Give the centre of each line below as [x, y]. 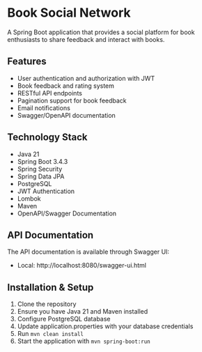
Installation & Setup [50, 287]
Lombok [29, 198]
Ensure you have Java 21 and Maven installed [83, 312]
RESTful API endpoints [49, 93]
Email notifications [44, 108]
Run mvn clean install [50, 334]
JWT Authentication [46, 191]
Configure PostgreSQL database [64, 319]
